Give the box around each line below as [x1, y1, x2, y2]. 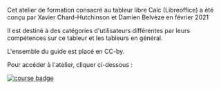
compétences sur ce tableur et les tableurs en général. [7, 34, 164, 42]
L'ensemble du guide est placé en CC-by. [7, 48, 125, 55]
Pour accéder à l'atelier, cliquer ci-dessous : [7, 61, 133, 68]
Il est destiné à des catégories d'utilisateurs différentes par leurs [7, 27, 191, 34]
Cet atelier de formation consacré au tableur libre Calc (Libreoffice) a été [7, 6, 214, 14]
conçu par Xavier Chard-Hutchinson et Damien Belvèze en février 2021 [7, 13, 209, 21]
